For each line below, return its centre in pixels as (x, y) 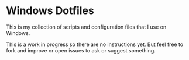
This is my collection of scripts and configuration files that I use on (86, 27)
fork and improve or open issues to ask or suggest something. (81, 50)
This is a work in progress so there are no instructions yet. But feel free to (94, 44)
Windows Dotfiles (50, 11)
